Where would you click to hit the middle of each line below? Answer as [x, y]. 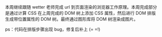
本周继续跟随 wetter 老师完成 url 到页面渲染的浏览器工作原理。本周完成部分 [81, 7]
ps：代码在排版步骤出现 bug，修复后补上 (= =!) [53, 29]
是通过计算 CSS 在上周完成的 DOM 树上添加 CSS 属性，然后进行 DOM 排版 [81, 13]
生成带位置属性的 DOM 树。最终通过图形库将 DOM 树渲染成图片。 [72, 19]
